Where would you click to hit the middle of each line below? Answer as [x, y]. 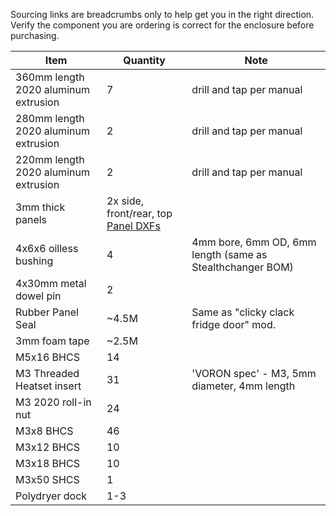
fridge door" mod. [233, 324]
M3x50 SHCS [47, 479]
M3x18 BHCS [47, 463]
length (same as [229, 254]
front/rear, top [139, 213]
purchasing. [35, 35]
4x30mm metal [51, 283]
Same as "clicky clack [243, 312]
